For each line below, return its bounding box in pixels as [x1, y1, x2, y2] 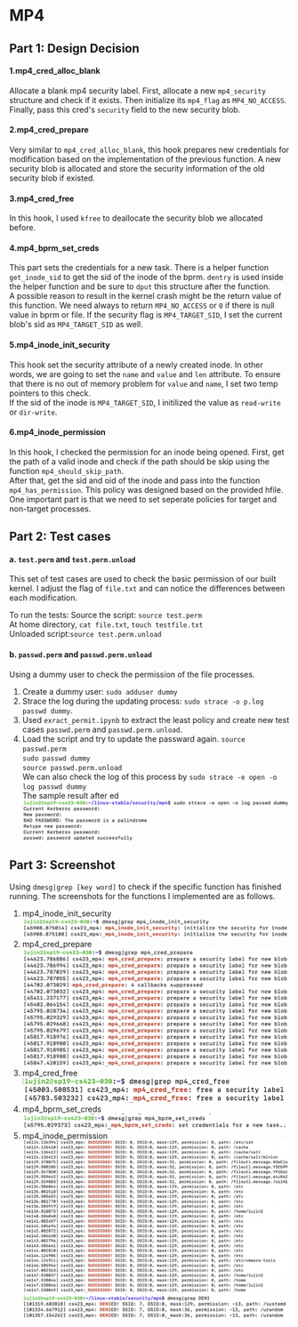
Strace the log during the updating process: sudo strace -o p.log [21, 696, 264, 706]
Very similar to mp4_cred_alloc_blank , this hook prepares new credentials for [9, 144, 290, 155]
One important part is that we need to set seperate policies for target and [9, 494, 278, 504]
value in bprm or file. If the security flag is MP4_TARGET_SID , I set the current [9, 310, 283, 320]
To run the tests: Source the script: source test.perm [9, 610, 203, 621]
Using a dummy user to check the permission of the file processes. [9, 669, 255, 680]
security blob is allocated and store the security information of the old [9, 163, 265, 173]
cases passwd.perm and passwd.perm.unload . [21, 724, 182, 735]
